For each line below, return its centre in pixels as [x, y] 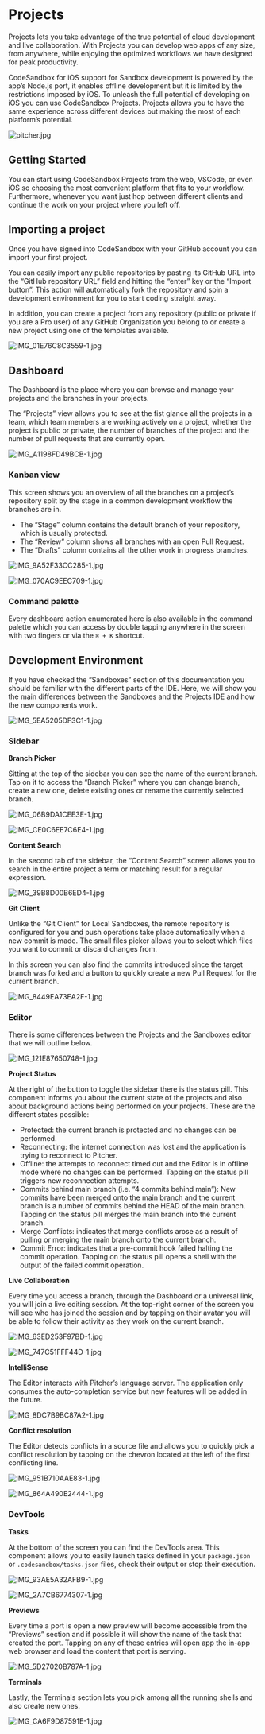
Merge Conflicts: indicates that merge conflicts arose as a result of [129, 1232]
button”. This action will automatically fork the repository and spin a [118, 289]
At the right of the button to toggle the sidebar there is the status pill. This [128, 1089]
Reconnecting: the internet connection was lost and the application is [133, 1147]
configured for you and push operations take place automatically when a [127, 933]
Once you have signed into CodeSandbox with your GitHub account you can [133, 249]
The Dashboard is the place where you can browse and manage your [121, 390]
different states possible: [49, 1115]
